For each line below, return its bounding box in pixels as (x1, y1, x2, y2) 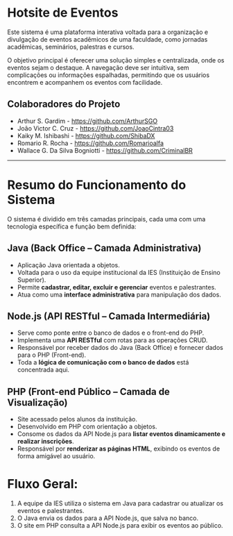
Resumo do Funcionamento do (7, 177, 187, 192)
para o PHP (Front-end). (17, 351, 87, 359)
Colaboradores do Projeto (7, 99, 121, 110)
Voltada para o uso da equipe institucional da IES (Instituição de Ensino (17, 268, 221, 276)
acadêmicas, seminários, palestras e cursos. (7, 42, 135, 51)
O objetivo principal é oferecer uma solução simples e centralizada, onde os (7, 56, 225, 64)
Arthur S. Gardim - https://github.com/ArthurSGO (17, 117, 158, 125)
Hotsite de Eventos (7, 5, 119, 21)
